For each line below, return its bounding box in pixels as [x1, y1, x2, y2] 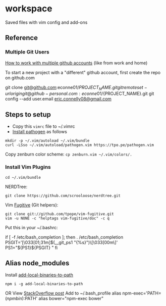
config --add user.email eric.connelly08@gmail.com [5, 96, 111, 102]
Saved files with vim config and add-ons [5, 19, 88, 25]
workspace [5, 3, 53, 14]
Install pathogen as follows [12, 129, 67, 135]
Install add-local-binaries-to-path [5, 272, 73, 278]
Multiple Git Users [5, 49, 50, 55]
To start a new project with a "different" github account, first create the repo [5, 69, 161, 75]
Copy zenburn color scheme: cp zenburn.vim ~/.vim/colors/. [5, 152, 132, 157]
